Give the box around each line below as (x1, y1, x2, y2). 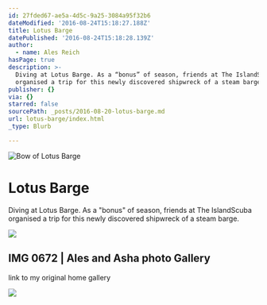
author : (8, 41, 34, 49)
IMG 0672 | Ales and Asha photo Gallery (8, 252, 211, 265)
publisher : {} (8, 85, 56, 94)
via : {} (8, 93, 34, 101)
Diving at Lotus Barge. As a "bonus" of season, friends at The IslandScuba (8, 205, 253, 214)
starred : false (8, 100, 59, 108)
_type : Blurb (8, 122, 52, 130)
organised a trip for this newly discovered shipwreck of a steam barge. (8, 214, 240, 223)
